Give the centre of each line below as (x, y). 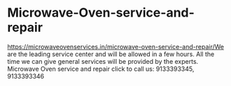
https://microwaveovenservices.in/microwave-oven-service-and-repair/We (115, 46)
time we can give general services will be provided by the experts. (103, 61)
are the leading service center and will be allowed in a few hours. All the (111, 54)
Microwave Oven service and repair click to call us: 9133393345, (101, 69)
